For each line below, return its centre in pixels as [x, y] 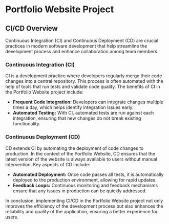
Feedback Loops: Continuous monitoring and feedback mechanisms [85, 185]
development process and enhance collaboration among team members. [82, 51]
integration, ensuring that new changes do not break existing [77, 118]
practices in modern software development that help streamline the [76, 46]
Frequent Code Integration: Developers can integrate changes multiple [88, 102]
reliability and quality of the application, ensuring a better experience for [81, 211]
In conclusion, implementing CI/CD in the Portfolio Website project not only [84, 200]
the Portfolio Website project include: [44, 92]
